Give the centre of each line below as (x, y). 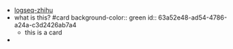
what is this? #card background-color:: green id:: (85, 17)
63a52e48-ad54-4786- (193, 17)
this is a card (43, 32)
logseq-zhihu (33, 10)
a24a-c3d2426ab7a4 (45, 25)
